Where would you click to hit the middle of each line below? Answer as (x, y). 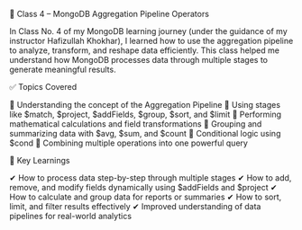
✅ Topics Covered (43, 87)
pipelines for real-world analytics (71, 216)
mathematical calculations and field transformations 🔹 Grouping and (136, 124)
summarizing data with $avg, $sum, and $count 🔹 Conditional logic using (145, 133)
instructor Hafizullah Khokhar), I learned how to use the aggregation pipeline (151, 41)
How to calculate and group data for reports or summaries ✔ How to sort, (146, 197)
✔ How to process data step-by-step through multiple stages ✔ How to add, (151, 178)
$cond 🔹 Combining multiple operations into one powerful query (128, 143)
